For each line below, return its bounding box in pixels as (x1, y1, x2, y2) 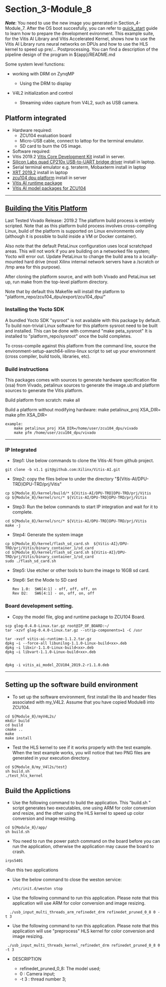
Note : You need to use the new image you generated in (5, 20, 118, 26)
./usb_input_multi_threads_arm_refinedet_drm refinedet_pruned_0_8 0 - (9, 910, 161, 915)
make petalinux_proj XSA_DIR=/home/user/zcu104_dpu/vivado (14, 426, 138, 431)
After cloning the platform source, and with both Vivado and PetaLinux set (5, 273, 156, 279)
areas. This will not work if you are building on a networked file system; (5, 248, 150, 254)
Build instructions (5, 366, 49, 373)
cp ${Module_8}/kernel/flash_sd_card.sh (5, 541, 90, 546)
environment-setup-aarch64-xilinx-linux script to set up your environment (5, 348, 156, 354)
